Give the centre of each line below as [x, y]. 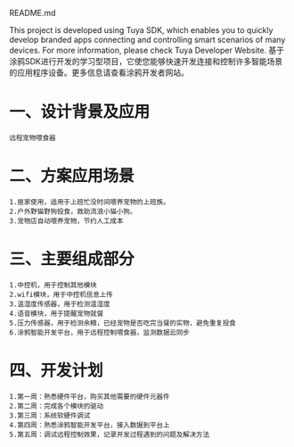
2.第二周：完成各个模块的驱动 [57, 406]
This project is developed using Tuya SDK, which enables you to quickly [141, 30]
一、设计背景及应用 [80, 112]
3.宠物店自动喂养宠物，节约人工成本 [66, 221]
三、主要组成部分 [72, 259]
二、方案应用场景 [72, 176]
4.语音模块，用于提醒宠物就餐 [57, 313]
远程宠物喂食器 [33, 137]
